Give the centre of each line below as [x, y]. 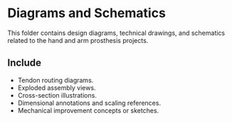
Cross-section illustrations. [57, 95]
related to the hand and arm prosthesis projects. [78, 40]
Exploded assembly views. [57, 88]
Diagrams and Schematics [86, 13]
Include [24, 63]
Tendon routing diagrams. [56, 80]
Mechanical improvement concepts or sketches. [88, 110]
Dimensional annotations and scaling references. [89, 103]
